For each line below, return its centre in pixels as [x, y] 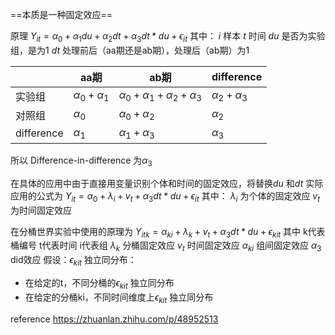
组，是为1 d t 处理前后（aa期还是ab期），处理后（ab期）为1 [130, 50]
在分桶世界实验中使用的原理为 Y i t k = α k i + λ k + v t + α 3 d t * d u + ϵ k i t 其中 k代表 [168, 232]
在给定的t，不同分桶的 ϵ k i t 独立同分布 [99, 283]
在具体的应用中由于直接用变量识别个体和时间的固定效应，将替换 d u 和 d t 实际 [167, 183]
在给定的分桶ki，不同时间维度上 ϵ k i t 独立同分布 [119, 298]
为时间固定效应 [41, 210]
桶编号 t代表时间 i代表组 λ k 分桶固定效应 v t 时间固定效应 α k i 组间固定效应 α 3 [166, 246]
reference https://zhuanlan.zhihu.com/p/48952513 [114, 319]
